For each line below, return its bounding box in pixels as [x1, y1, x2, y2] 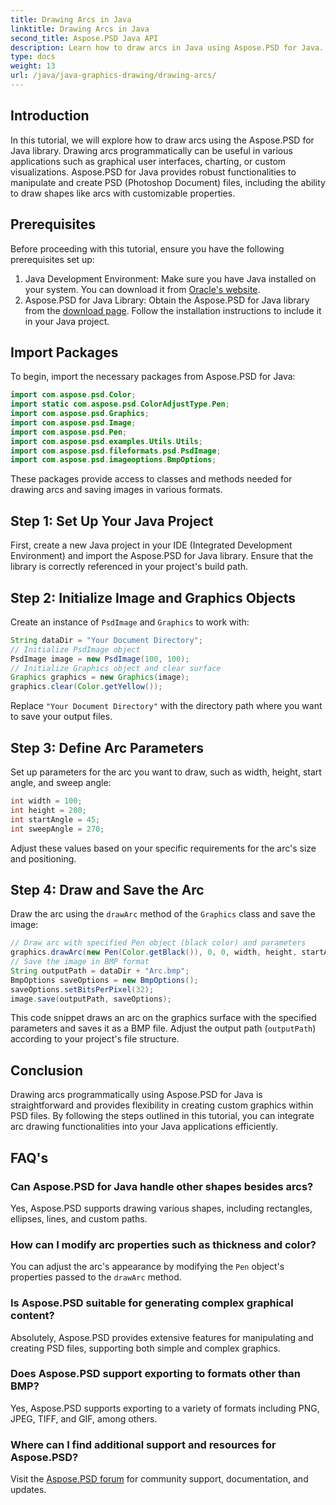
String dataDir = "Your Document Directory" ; [10, 635, 203, 645]
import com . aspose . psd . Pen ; [10, 427, 128, 437]
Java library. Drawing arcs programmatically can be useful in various [10, 144, 293, 156]
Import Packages [10, 344, 119, 361]
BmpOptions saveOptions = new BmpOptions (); [10, 975, 199, 985]
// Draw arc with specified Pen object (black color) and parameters [10, 938, 307, 948]
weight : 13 [10, 61, 56, 71]
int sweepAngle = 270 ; [10, 824, 105, 834]
